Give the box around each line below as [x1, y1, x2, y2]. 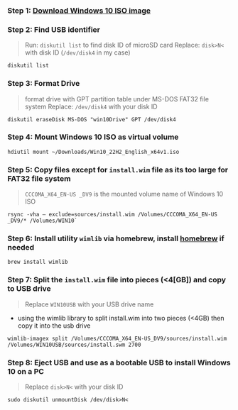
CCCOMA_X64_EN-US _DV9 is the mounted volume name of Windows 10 [24, 190, 224, 199]
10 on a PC [7, 366, 45, 376]
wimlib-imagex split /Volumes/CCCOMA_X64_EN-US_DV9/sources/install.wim [7, 335, 227, 342]
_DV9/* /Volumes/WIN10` [7, 217, 78, 225]
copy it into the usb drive [17, 321, 91, 330]
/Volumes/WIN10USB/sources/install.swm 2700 [7, 341, 141, 348]
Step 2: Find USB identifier [7, 24, 101, 34]
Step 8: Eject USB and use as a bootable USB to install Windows [7, 358, 231, 367]
